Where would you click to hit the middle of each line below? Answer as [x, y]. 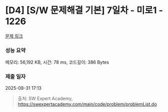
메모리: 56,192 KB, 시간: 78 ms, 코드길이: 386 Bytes [57, 62]
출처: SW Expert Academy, [45, 98]
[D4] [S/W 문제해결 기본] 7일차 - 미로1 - [84, 10]
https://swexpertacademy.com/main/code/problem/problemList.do [87, 104]
